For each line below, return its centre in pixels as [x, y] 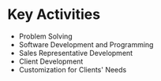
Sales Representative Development [76, 53]
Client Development [51, 61]
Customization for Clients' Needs [73, 69]
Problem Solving [45, 36]
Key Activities [54, 15]
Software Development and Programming [86, 44]
